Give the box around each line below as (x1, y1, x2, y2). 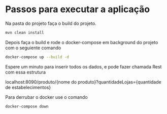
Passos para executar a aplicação (5, 4, 150, 15)
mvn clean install (5, 30, 44, 35)
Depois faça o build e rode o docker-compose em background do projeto (5, 39, 158, 45)
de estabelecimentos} (5, 84, 51, 90)
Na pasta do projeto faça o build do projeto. (5, 20, 96, 26)
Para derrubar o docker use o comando (5, 94, 88, 100)
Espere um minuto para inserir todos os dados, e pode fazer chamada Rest (5, 63, 162, 69)
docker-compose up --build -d (5, 54, 70, 59)
